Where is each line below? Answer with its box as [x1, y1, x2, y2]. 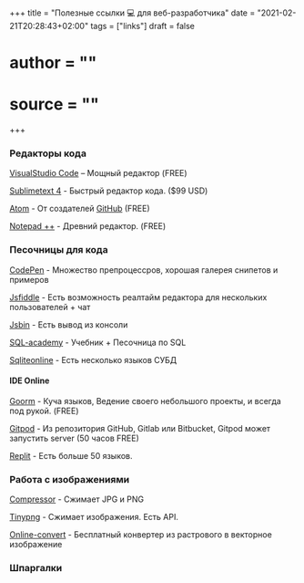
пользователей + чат [9, 301, 91, 312]
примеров [9, 274, 49, 285]
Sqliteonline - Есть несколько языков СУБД [9, 354, 177, 365]
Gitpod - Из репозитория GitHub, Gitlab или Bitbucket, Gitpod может [9, 422, 271, 433]
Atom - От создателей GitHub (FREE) [9, 203, 150, 214]
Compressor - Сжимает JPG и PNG [9, 494, 144, 505]
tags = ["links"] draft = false [90, 21, 196, 31]
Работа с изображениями [9, 473, 130, 485]
